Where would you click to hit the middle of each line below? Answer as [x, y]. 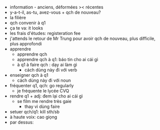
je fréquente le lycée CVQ [43, 91]
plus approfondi [26, 44]
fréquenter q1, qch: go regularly [42, 85]
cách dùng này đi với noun [44, 80]
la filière [18, 17]
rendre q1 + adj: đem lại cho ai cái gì [46, 96]
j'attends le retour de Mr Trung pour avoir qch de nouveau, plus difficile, [82, 38]
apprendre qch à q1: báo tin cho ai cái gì [57, 59]
